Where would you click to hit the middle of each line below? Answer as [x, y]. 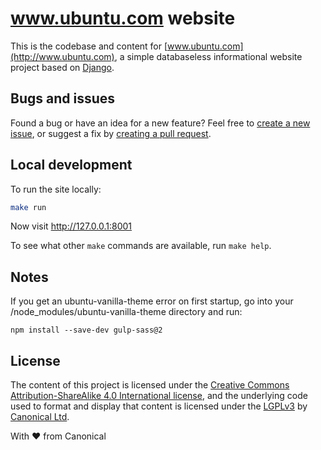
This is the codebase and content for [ [89, 46]
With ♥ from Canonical [58, 436]
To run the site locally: [56, 189]
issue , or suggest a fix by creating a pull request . [111, 133]
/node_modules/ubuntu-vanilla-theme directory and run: [126, 312]
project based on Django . [62, 67]
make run [28, 207]
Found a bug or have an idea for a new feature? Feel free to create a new [160, 123]
